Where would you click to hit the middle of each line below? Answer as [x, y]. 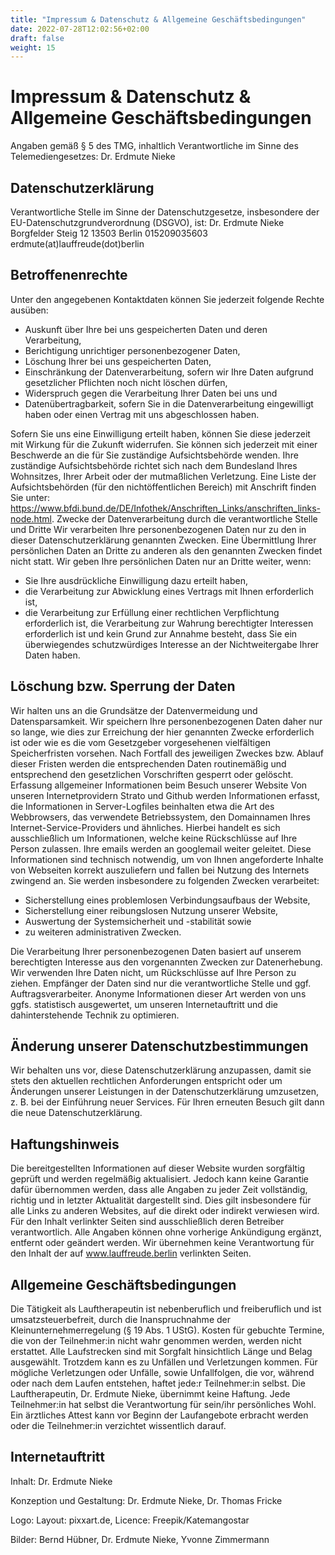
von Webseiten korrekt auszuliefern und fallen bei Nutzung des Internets [160, 870]
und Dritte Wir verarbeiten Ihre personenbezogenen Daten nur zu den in [158, 529]
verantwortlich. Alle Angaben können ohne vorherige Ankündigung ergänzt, [166, 1232]
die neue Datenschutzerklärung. [76, 1113]
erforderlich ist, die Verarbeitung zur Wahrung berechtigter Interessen [169, 623]
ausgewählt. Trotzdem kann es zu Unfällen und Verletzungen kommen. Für [164, 1362]
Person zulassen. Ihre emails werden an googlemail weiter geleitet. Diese [161, 848]
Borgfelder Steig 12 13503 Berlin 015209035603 [109, 233]
